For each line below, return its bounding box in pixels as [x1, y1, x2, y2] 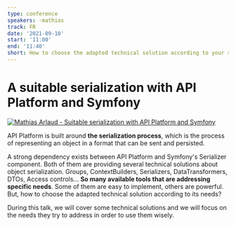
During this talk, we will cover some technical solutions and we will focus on [7, 203, 227, 211]
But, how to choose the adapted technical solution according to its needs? [7, 190, 222, 198]
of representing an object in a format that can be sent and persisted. [7, 138, 205, 147]
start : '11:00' [7, 36, 52, 44]
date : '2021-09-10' [7, 29, 65, 37]
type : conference [7, 10, 58, 18]
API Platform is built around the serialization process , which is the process [7, 131, 225, 140]
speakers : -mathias [7, 17, 65, 24]
